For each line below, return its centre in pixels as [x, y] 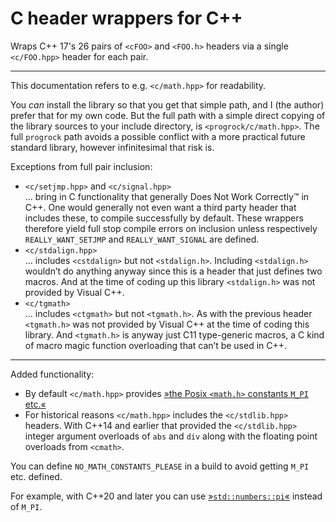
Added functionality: [52, 374]
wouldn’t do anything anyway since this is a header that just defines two [173, 271]
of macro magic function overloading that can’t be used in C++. [156, 345]
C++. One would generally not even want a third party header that [160, 207]
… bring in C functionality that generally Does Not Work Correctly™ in [167, 196]
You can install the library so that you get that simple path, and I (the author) [167, 104]
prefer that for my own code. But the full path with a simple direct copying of [168, 115]
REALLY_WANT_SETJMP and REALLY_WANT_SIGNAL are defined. [142, 239]
